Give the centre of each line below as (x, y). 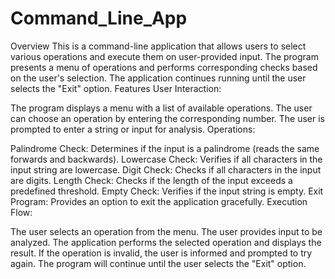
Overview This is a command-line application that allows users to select (158, 46)
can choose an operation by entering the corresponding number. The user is (167, 118)
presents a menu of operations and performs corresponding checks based (164, 67)
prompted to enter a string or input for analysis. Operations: (133, 129)
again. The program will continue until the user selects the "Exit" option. (158, 263)
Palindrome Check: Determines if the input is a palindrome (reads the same (165, 148)
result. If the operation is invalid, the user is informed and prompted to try (161, 253)
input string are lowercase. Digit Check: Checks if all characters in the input (166, 169)
